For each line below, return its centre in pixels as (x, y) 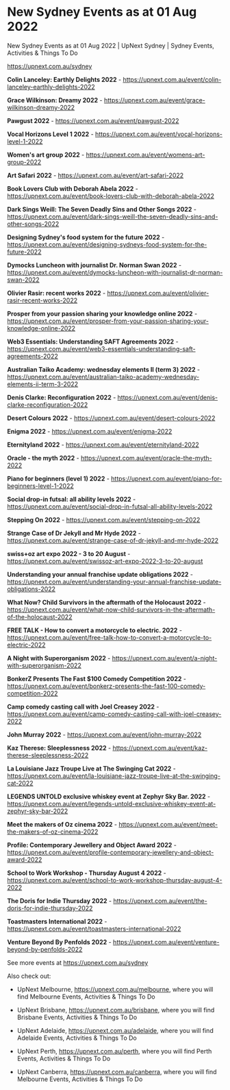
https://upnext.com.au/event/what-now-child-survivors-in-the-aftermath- (111, 610)
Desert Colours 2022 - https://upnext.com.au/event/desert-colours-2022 (111, 418)
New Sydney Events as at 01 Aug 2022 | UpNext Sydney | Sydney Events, (111, 45)
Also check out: (29, 976)
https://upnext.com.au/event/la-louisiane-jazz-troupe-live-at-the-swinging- (114, 776)
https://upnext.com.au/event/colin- (172, 79)
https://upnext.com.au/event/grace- (154, 100)
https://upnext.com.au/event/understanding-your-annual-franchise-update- (114, 581)
